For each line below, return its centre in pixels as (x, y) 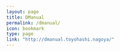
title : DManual (25, 17)
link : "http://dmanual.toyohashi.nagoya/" (60, 39)
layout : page (23, 12)
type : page (20, 34)
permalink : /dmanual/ (33, 23)
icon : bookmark (25, 28)
